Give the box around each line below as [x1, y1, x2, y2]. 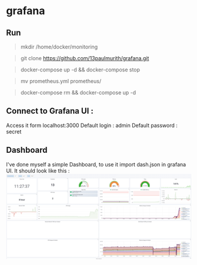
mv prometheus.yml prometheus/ [20, 78, 102, 84]
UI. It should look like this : [6, 167, 70, 174]
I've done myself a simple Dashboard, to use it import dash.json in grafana [6, 161, 186, 168]
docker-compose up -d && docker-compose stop [20, 66, 140, 73]
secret [6, 128, 22, 135]
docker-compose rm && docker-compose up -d [20, 89, 136, 96]
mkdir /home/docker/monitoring [20, 43, 98, 50]
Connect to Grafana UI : [6, 106, 94, 116]
